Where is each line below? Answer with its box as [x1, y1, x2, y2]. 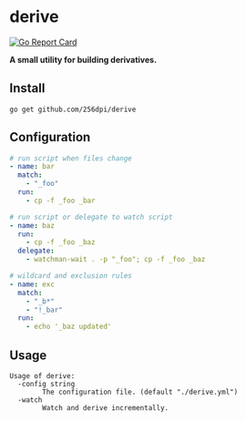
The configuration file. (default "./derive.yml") [42, 387, 239, 396]
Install [9, 80, 46, 97]
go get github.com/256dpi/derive [9, 105, 137, 114]
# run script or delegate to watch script [9, 212, 173, 221]
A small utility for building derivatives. [9, 54, 158, 65]
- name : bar [9, 162, 55, 171]
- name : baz [9, 221, 55, 230]
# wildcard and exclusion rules [9, 272, 132, 281]
